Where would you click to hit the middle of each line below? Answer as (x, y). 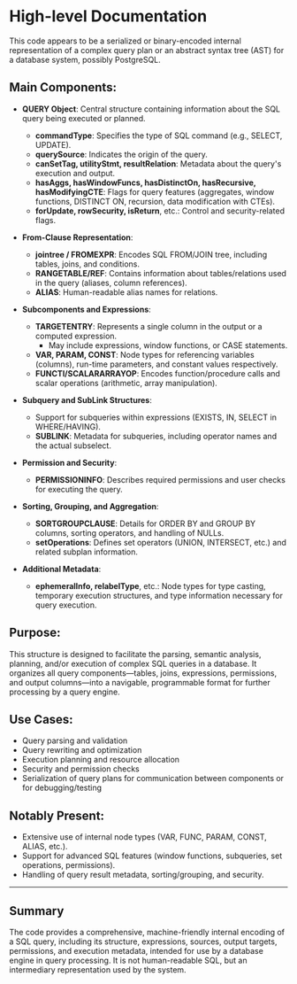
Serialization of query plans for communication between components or (153, 779)
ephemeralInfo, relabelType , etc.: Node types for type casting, (151, 585)
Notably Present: (57, 815)
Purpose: (35, 633)
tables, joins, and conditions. (87, 264)
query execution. (66, 605)
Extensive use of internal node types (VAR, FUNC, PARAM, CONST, (144, 837)
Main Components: (63, 87)
